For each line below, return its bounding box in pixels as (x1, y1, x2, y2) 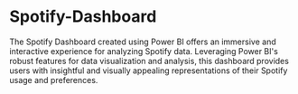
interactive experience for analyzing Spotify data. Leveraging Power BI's (9, 45, 278, 56)
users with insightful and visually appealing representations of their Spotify (9, 65, 288, 76)
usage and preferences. (9, 74, 98, 85)
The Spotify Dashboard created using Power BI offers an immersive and (9, 36, 277, 47)
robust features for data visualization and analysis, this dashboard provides (9, 55, 289, 66)
